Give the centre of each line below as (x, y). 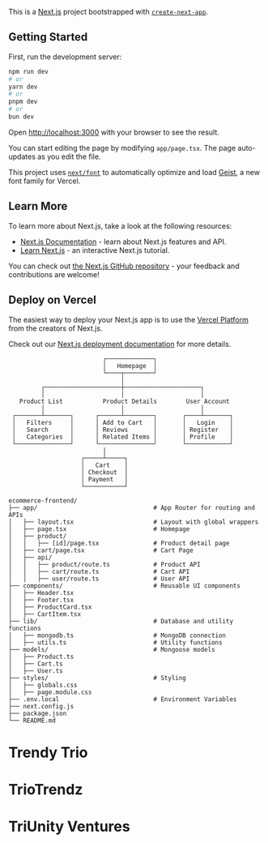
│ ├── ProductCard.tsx (50, 607)
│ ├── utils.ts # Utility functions (115, 642)
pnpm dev (23, 102)
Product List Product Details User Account (124, 401)
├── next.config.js (41, 706)
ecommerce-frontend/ (43, 501)
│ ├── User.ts (36, 671)
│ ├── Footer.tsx (41, 600)
